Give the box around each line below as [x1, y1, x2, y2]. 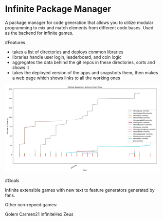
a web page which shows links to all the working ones [12, 75, 121, 81]
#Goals [5, 177, 19, 183]
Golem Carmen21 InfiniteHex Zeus [5, 211, 74, 217]
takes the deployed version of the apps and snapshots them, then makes [12, 69, 158, 75]
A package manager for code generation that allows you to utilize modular [5, 20, 154, 25]
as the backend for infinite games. [5, 30, 74, 36]
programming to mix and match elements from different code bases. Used [5, 24, 154, 30]
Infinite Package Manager [5, 3, 111, 15]
